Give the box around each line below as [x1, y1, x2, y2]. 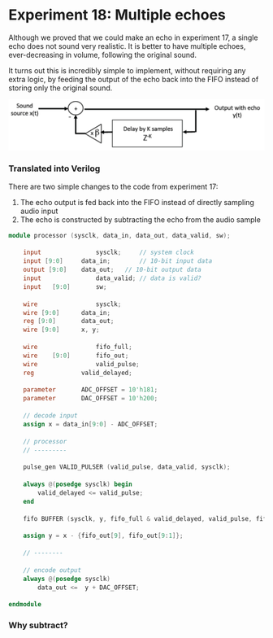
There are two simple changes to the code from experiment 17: [8, 181, 219, 191]
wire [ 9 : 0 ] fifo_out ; [23, 352, 129, 360]
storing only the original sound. [8, 83, 113, 93]
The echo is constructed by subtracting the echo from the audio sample [19, 214, 262, 225]
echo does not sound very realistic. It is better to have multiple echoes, [8, 41, 246, 50]
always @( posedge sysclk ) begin [23, 480, 132, 489]
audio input [19, 206, 58, 216]
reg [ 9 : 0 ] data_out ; [23, 317, 115, 326]
